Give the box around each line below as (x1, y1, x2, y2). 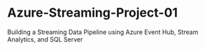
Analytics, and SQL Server (7, 35, 83, 43)
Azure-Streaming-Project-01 (7, 5, 178, 21)
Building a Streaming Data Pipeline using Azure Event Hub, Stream (7, 28, 199, 36)
